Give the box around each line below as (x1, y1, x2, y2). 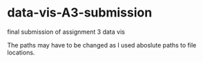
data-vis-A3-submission (7, 5, 153, 21)
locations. (7, 48, 35, 56)
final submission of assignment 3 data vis (7, 28, 126, 36)
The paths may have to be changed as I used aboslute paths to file (7, 41, 197, 49)
